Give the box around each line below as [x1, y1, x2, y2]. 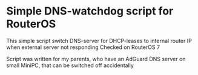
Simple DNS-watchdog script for [6, 4, 174, 18]
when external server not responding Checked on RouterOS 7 [6, 44, 160, 51]
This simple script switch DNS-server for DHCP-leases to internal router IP [6, 37, 192, 44]
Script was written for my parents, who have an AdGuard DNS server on [6, 55, 186, 62]
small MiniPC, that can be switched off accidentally [6, 62, 134, 69]
